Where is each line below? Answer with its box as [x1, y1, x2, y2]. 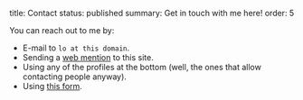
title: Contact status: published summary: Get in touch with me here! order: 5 [9, 8, 295, 18]
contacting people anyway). [22, 71, 127, 82]
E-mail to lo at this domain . [22, 42, 130, 53]
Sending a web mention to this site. [22, 52, 154, 62]
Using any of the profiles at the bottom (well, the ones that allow [22, 62, 262, 72]
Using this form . [22, 81, 83, 91]
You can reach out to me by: [9, 25, 115, 35]
